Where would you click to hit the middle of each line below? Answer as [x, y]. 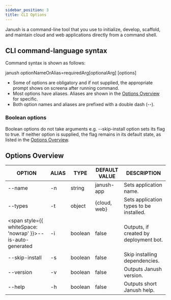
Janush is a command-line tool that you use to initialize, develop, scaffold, [83, 29]
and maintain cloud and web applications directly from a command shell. [81, 35]
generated [20, 246]
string [78, 188]
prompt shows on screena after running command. [66, 88]
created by [137, 234]
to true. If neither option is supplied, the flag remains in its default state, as [83, 134]
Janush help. [139, 290]
